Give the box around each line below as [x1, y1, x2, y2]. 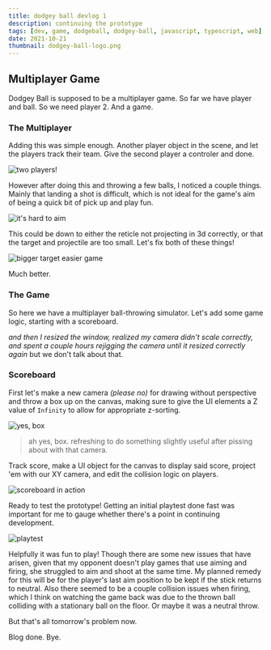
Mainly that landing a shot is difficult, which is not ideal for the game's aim [8, 189, 256, 199]
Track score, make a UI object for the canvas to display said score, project [8, 461, 256, 470]
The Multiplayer [8, 122, 73, 134]
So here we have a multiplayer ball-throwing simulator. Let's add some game [8, 308, 264, 317]
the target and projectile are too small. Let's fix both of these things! [8, 238, 235, 248]
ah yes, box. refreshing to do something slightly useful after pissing [28, 436, 253, 446]
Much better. [8, 269, 51, 279]
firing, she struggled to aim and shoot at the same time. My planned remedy [8, 566, 261, 576]
